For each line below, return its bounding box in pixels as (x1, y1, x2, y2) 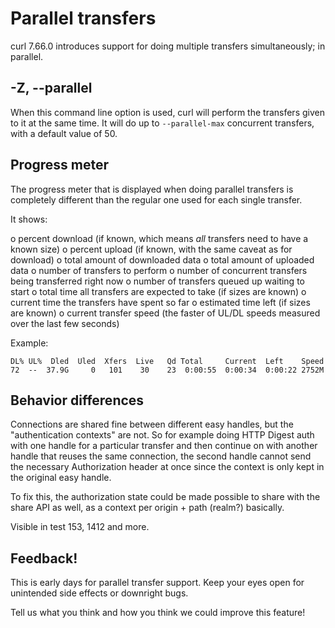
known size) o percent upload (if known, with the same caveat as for (10, 243, 293, 255)
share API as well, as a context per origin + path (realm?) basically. (10, 502, 285, 514)
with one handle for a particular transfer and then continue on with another (10, 440, 318, 452)
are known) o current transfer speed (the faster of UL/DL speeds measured (10, 307, 321, 319)
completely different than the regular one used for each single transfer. (10, 193, 303, 206)
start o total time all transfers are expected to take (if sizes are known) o (10, 285, 307, 297)
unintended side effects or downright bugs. (10, 587, 189, 599)
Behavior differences (10, 392, 145, 409)
